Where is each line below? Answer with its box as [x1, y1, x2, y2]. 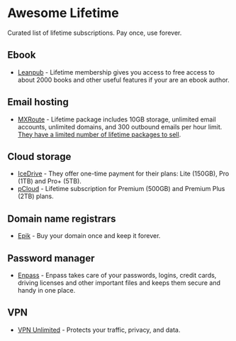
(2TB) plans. [17, 192, 55, 200]
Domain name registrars [7, 212, 116, 224]
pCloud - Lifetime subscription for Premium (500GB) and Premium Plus [17, 185, 225, 193]
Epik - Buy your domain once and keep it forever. [17, 232, 161, 240]
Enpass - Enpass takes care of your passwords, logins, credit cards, [17, 271, 217, 279]
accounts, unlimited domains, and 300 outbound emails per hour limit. [17, 122, 223, 131]
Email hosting [7, 96, 69, 108]
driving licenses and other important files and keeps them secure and [17, 278, 221, 287]
